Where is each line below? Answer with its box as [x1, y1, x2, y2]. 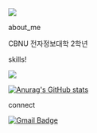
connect [8, 101, 36, 109]
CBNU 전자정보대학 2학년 [8, 39, 88, 48]
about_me [8, 23, 41, 32]
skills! [8, 55, 27, 64]
